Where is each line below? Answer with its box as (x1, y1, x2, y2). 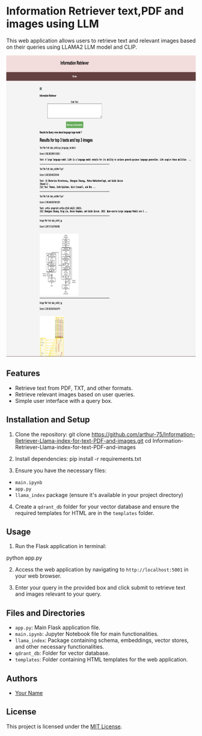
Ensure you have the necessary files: (14, 467, 107, 474)
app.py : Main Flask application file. (14, 624, 100, 631)
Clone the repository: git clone (14, 431, 90, 438)
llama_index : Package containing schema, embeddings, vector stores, (14, 637, 189, 644)
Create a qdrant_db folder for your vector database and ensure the (14, 503, 180, 510)
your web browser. (14, 572, 62, 579)
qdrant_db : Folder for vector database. (14, 649, 110, 657)
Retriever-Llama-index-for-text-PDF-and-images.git (14, 437, 144, 444)
